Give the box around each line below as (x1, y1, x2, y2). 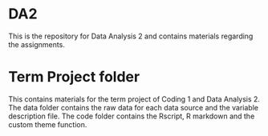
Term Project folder (8, 68, 140, 86)
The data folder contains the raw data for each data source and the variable (8, 102, 259, 112)
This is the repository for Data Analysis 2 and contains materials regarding (8, 31, 254, 41)
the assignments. (8, 39, 66, 49)
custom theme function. (8, 119, 87, 129)
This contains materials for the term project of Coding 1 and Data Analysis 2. (8, 94, 261, 104)
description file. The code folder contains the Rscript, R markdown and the (8, 111, 255, 121)
